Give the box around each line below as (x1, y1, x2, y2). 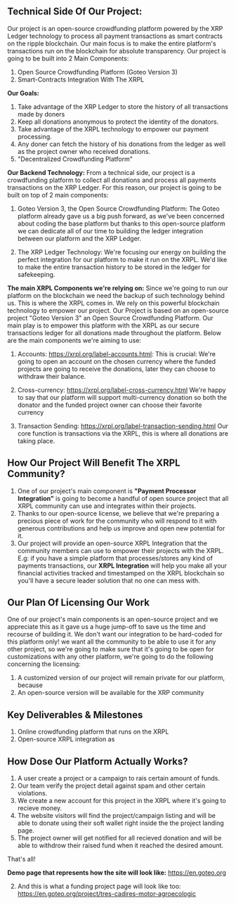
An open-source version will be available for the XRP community (17, 689, 204, 697)
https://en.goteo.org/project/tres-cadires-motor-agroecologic (17, 890, 197, 898)
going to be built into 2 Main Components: (7, 54, 129, 63)
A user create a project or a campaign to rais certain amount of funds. (17, 774, 220, 783)
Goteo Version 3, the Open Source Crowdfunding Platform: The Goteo (17, 204, 220, 213)
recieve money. (17, 804, 63, 812)
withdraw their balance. (17, 372, 86, 380)
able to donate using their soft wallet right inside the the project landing (17, 819, 225, 828)
